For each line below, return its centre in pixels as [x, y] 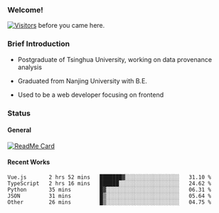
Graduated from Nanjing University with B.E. [82, 80]
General [20, 130]
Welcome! [26, 10]
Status [19, 113]
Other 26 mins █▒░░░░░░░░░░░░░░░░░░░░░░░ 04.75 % [109, 202]
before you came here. [71, 26]
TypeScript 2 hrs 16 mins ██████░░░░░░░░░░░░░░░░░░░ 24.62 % [109, 183]
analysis [30, 67]
